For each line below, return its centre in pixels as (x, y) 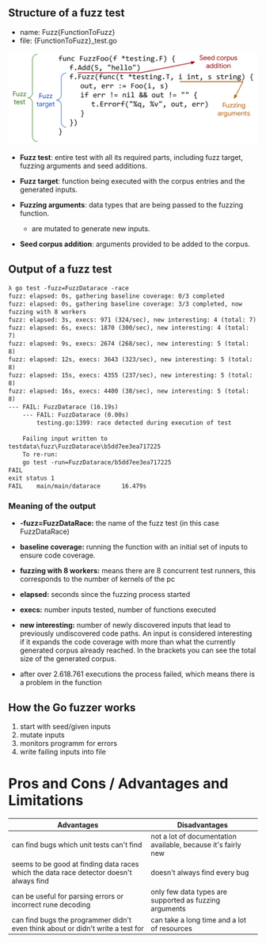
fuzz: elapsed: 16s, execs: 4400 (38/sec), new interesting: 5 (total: (129, 391)
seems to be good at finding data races (75, 864)
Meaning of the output (52, 506)
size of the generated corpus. (68, 659)
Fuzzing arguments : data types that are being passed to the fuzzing (131, 205)
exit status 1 (32, 478)
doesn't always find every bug (200, 873)
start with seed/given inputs (65, 727)
